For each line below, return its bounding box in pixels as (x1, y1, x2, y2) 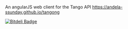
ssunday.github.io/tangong (5, 9, 60, 15)
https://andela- (92, 4, 123, 10)
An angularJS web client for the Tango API (5, 4, 91, 10)
